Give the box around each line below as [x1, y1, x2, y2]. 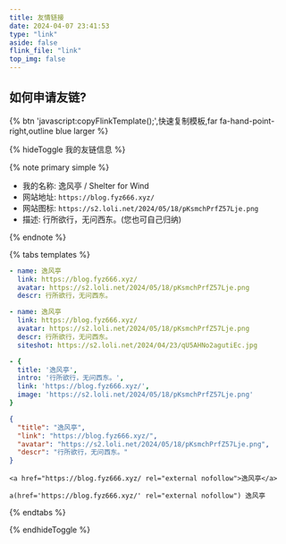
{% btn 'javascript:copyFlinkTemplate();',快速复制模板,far [9, 115, 218, 126]
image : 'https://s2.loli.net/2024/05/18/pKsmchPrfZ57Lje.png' [17, 390, 254, 399]
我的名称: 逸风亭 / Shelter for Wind [21, 180, 149, 191]
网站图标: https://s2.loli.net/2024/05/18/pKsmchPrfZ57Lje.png [21, 202, 259, 213]
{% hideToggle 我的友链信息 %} [9, 144, 126, 155]
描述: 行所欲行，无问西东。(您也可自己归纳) [21, 214, 181, 225]
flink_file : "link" [9, 47, 82, 55]
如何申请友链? [9, 90, 87, 106]
